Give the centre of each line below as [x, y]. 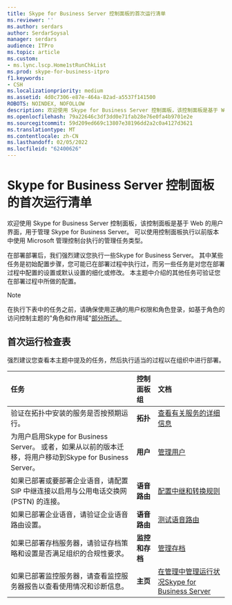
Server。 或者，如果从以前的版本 [64, 446]
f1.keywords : [26, 78]
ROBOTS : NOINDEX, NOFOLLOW [46, 104]
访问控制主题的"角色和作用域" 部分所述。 [65, 318]
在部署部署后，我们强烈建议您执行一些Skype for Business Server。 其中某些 [115, 255]
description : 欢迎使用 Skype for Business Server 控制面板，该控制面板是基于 [113, 110]
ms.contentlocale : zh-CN [43, 136]
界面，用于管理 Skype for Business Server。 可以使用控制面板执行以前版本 [113, 231]
